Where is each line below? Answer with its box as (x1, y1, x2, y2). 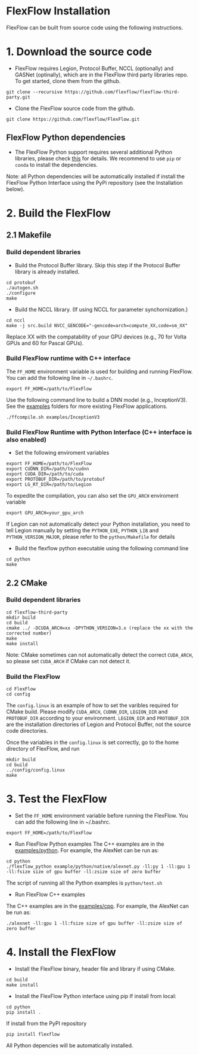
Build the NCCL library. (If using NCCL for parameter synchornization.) (14, 306, 188, 313)
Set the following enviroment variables (14, 449, 110, 456)
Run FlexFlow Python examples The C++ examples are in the (14, 840, 164, 847)
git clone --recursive (6, 89, 63, 95)
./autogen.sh (6, 285, 39, 291)
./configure (6, 290, 36, 296)
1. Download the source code (6, 45, 152, 59)
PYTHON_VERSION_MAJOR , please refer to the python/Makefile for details (6, 533, 175, 541)
